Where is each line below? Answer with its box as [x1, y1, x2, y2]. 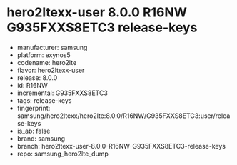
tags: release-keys [16, 96, 72, 104]
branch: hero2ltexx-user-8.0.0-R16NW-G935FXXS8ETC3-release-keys [16, 141, 226, 150]
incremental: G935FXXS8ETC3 [16, 89, 109, 97]
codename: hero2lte [16, 58, 77, 66]
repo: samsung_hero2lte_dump [16, 149, 109, 158]
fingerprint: [16, 104, 51, 112]
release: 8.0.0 [16, 73, 58, 82]
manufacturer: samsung [16, 43, 88, 51]
